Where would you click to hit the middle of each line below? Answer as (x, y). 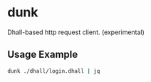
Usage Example (43, 55)
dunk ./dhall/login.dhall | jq (54, 71)
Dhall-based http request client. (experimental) (76, 32)
